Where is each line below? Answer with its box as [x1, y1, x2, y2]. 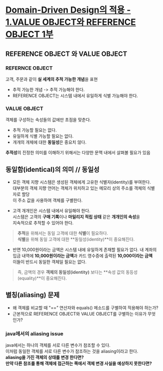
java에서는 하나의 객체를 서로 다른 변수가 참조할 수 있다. [5, 342, 111, 348]
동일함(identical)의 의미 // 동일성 [5, 165, 100, 173]
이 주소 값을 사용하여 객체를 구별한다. [12, 197, 83, 203]
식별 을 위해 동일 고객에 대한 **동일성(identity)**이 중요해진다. [17, 236, 135, 242]
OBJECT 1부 [5, 29, 54, 40]
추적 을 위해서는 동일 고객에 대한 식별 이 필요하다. [17, 230, 108, 236]
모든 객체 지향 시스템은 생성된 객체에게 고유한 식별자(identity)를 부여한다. [12, 179, 151, 185]
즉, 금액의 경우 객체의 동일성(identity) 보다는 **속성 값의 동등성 [17, 269, 138, 275]
